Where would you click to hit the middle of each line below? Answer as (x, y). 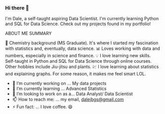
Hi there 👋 (17, 8)
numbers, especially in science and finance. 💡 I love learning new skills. (78, 56)
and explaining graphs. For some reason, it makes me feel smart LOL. (76, 74)
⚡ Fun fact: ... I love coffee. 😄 (42, 107)
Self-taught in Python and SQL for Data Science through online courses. (78, 61)
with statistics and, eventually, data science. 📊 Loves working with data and (83, 48)
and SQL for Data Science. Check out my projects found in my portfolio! (78, 24)
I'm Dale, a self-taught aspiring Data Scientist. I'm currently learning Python (82, 19)
